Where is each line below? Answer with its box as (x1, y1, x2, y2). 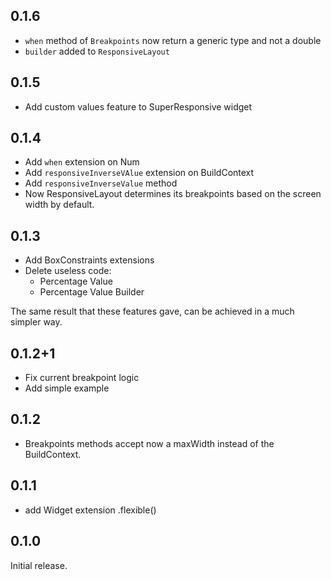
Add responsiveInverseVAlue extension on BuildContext (24, 167, 255, 179)
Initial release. (10, 559, 68, 571)
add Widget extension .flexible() (24, 504, 157, 516)
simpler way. (10, 316, 63, 328)
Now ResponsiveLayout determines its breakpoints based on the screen (24, 188, 322, 200)
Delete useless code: (24, 265, 112, 277)
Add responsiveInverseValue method (24, 177, 178, 189)
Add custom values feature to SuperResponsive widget (24, 100, 253, 113)
